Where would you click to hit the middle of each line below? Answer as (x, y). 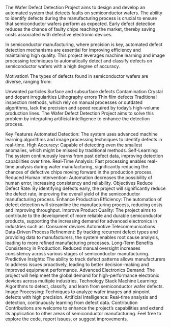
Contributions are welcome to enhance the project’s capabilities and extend (84, 308)
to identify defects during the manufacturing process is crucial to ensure (81, 18)
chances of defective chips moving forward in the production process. (79, 172)
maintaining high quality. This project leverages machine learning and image (85, 55)
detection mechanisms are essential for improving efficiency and (73, 50)
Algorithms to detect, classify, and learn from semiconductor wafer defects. (85, 286)
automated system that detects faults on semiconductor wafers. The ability (84, 13)
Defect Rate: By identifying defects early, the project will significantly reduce (85, 188)
